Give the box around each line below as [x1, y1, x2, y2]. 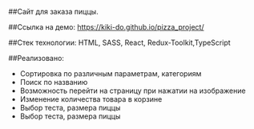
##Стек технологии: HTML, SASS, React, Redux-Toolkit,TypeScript [8, 38, 231, 47]
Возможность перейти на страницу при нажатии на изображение [19, 86, 246, 95]
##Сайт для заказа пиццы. [8, 7, 99, 16]
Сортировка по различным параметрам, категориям [19, 69, 202, 79]
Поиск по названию [19, 78, 88, 87]
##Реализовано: [8, 54, 64, 62]
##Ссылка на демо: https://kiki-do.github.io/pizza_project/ [8, 22, 204, 31]
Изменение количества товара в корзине [19, 95, 163, 103]
